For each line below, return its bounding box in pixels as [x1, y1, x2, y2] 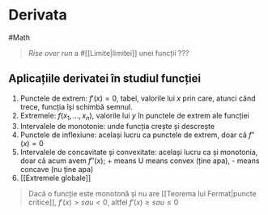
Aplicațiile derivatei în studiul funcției [8, 71, 201, 86]
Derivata [8, 6, 67, 24]
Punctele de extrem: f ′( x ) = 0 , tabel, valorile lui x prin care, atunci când [19, 93, 256, 103]
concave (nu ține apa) [19, 164, 94, 174]
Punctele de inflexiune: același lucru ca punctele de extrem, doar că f [19, 130, 252, 140]
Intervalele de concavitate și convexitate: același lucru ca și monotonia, [19, 147, 258, 157]
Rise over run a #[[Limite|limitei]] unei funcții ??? [28, 48, 189, 58]
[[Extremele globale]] [19, 173, 91, 183]
